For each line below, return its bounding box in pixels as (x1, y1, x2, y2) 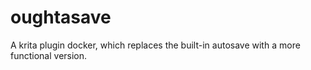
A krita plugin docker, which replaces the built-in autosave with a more (10, 39, 301, 51)
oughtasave (10, 6, 112, 29)
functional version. (10, 49, 88, 61)
